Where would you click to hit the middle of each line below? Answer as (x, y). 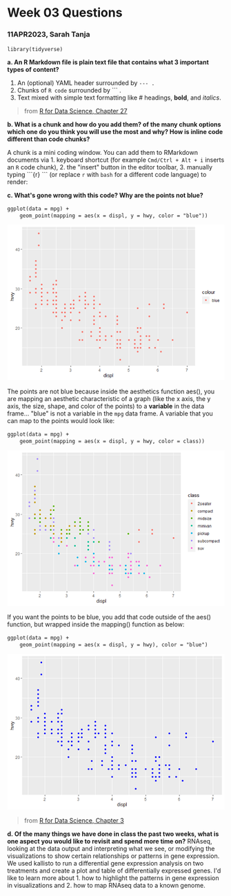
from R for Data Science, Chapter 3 (74, 821)
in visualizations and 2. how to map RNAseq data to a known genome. (106, 886)
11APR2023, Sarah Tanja (49, 35)
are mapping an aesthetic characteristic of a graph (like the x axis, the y (109, 399)
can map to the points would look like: (61, 421)
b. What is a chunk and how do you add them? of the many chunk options (114, 124)
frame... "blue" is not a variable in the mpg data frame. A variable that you (110, 413)
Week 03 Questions (65, 13)
